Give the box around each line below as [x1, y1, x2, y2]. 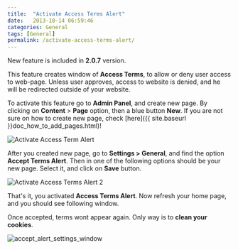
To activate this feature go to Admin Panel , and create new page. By [7, 99, 208, 107]
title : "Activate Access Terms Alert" [7, 10, 126, 18]
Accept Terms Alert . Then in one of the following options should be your [7, 157, 221, 165]
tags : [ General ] [7, 30, 55, 38]
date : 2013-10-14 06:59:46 [7, 17, 94, 24]
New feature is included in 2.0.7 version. [7, 56, 126, 65]
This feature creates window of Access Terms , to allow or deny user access [7, 70, 231, 79]
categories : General [7, 23, 69, 31]
